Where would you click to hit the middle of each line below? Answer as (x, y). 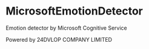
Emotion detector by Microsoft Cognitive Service (67, 28)
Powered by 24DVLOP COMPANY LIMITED (59, 39)
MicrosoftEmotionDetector (74, 11)
